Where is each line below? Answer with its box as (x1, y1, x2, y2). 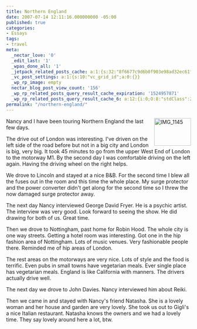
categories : (6, 25, 35, 31)
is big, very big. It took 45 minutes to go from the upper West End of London (6, 147, 191, 155)
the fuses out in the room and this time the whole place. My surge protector (6, 177, 189, 185)
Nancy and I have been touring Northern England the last (6, 117, 144, 125)
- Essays (6, 31, 28, 36)
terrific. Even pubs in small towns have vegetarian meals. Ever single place (6, 262, 186, 269)
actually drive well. (6, 274, 52, 281)
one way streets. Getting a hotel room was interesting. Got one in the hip (6, 231, 181, 239)
